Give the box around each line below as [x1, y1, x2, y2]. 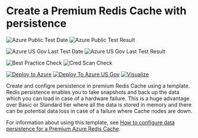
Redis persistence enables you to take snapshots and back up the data [6, 88, 180, 95]
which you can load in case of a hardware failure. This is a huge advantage [6, 95, 190, 102]
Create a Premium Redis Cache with [6, 4, 187, 18]
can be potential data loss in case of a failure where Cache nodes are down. [6, 107, 193, 114]
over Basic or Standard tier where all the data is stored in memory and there [6, 101, 192, 108]
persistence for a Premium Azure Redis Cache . [6, 125, 121, 132]
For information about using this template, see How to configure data [6, 118, 175, 126]
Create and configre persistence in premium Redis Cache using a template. [6, 82, 190, 89]
